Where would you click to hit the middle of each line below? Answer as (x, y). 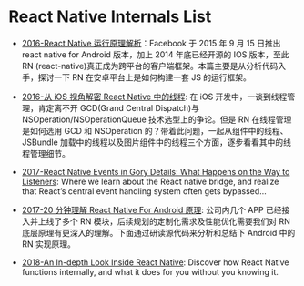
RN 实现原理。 (49, 244)
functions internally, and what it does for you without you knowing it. (150, 271)
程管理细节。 (46, 153)
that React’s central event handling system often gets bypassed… (144, 191)
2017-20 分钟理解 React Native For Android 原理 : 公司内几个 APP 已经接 (156, 209)
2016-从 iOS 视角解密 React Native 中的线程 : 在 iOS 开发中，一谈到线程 (154, 97)
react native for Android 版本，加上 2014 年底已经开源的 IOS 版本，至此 (155, 54)
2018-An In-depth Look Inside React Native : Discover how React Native (155, 262)
